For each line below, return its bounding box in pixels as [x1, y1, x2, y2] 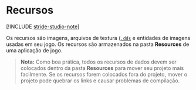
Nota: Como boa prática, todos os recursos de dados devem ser [20, 58, 177, 65]
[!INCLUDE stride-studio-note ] [6, 23, 80, 30]
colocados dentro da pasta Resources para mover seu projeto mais [20, 64, 184, 71]
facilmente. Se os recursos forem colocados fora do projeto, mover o [20, 71, 188, 78]
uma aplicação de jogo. [6, 46, 63, 54]
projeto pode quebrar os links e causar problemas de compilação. [20, 77, 180, 84]
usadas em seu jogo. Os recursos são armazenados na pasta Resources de [6, 41, 190, 48]
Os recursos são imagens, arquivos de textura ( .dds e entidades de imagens [6, 34, 191, 41]
